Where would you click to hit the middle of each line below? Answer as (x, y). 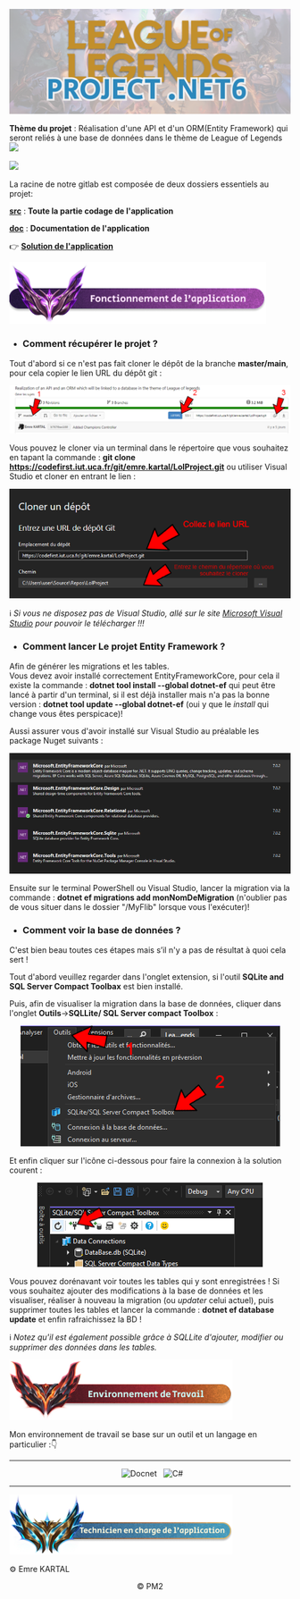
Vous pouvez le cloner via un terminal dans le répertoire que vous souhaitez (149, 448)
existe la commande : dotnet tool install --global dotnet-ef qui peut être (142, 685)
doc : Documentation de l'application (79, 229)
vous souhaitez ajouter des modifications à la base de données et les (136, 1291)
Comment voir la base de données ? (101, 930)
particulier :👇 (33, 1444)
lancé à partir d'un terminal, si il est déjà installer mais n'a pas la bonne (140, 694)
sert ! (19, 959)
